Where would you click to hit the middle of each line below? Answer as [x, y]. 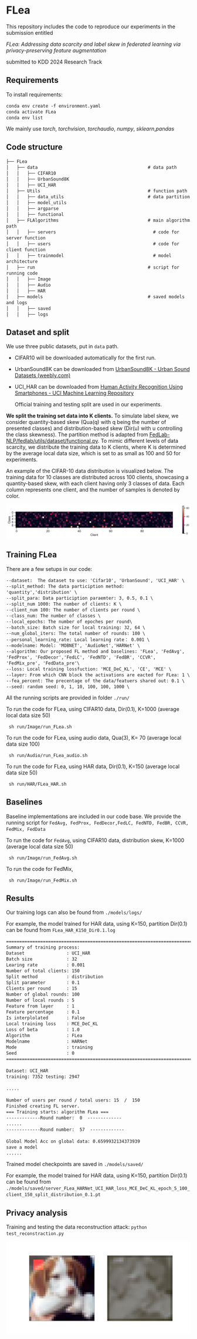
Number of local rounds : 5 [40, 1000]
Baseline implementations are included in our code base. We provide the [94, 816]
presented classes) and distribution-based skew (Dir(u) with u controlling [94, 428]
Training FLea [32, 555]
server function [26, 238]
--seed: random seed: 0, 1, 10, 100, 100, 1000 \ [68, 687]
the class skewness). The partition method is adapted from [77, 435]
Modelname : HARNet [47, 1041]
